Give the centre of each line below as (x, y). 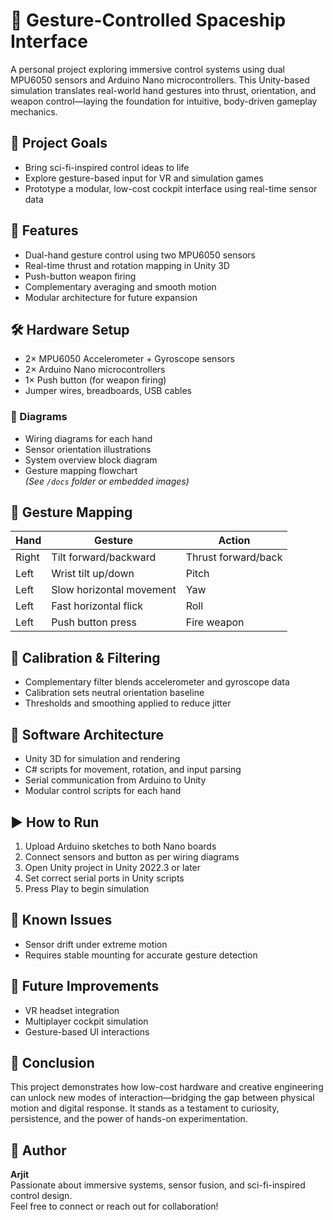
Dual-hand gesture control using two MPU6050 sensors (140, 255)
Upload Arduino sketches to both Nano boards (120, 846)
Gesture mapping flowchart (81, 470)
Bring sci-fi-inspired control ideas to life (107, 167)
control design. (41, 1196)
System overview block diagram (91, 460)
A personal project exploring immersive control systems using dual (147, 69)
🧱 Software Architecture (87, 734)
